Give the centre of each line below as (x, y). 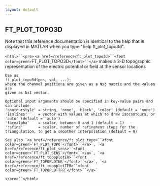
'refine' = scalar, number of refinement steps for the (70, 127)
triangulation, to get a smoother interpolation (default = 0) (71, 132)
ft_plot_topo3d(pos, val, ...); (38, 80)
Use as (12, 76)
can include (17, 106)
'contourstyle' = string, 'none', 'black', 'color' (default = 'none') (80, 110)
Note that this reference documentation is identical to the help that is (75, 41)
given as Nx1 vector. (27, 93)
